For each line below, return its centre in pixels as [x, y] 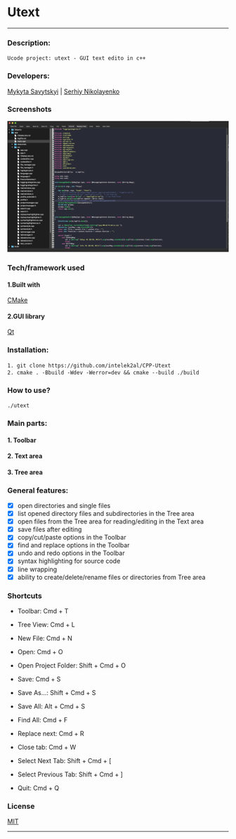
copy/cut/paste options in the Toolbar [72, 538]
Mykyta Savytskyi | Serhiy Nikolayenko [64, 91]
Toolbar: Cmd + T [43, 611]
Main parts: [27, 423]
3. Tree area [25, 472]
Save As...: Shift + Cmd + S [57, 692]
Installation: [28, 350]
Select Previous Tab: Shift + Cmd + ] [70, 774]
